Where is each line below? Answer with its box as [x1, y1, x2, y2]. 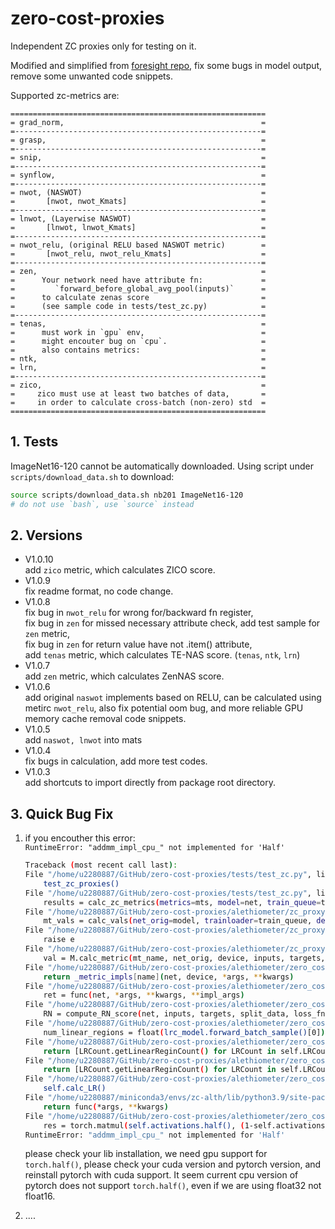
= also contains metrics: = [10, 345, 267, 355]
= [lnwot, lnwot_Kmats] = [10, 222, 267, 232]
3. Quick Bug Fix [10, 805, 114, 822]
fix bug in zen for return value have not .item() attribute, [24, 638, 253, 651]
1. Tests [10, 433, 59, 451]
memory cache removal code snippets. [24, 713, 187, 725]
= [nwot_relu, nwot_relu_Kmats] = [10, 248, 267, 259]
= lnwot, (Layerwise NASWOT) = [10, 213, 267, 224]
